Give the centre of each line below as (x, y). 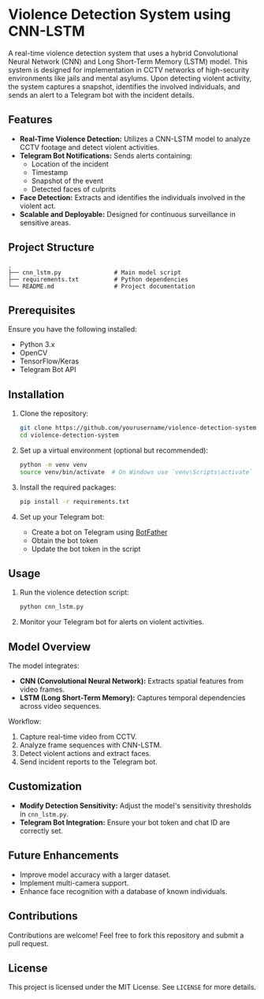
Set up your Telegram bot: (62, 516)
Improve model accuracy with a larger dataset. (95, 874)
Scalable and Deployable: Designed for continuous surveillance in (128, 214)
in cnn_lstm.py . (44, 814)
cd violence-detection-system (69, 435)
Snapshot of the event (67, 181)
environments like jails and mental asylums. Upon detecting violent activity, (130, 78)
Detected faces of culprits (74, 189)
